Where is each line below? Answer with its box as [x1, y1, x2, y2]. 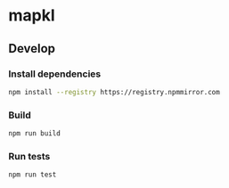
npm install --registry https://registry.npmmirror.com [8, 87, 220, 96]
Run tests [8, 150, 51, 162]
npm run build [8, 129, 61, 138]
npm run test [8, 170, 57, 179]
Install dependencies [8, 68, 102, 80]
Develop [8, 41, 55, 56]
